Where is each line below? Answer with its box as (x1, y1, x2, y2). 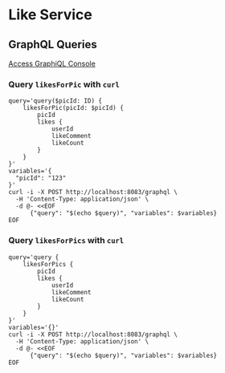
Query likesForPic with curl (8, 79, 121, 90)
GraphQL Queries (8, 38, 98, 51)
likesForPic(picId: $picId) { (22, 104, 125, 112)
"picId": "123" (15, 174, 67, 182)
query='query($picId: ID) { (8, 97, 103, 105)
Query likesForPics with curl (8, 235, 125, 246)
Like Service (8, 6, 92, 24)
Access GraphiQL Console (8, 59, 96, 68)
